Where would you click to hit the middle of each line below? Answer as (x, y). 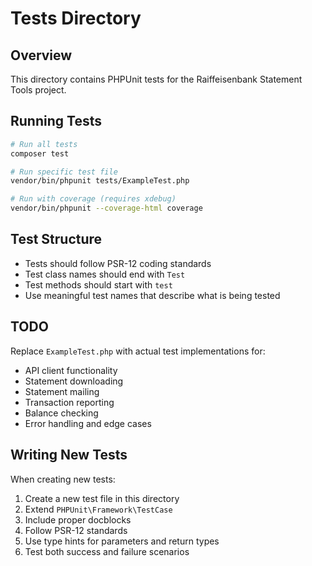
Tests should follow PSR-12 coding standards (118, 263)
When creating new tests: (63, 479)
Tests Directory (76, 18)
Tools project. (38, 90)
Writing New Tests (69, 455)
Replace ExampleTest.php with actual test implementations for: (138, 351)
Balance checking (61, 413)
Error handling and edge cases (88, 423)
